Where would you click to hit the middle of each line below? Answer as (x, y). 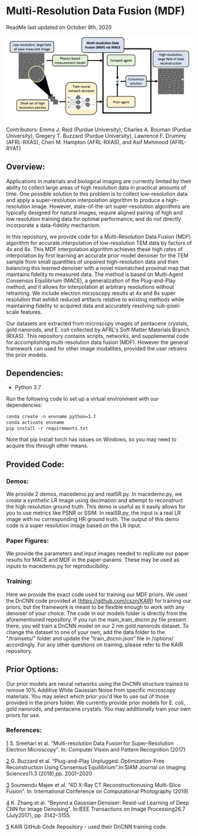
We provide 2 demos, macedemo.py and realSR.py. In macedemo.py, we (94, 494)
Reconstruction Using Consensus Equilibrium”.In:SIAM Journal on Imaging (96, 767)
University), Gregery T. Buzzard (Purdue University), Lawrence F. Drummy (96, 136)
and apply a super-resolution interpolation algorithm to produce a (85, 200)
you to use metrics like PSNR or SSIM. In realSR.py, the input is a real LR (93, 513)
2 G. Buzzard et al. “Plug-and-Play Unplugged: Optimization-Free (85, 761)
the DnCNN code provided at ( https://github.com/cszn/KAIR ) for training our (99, 600)
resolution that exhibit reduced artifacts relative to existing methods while (95, 299)
